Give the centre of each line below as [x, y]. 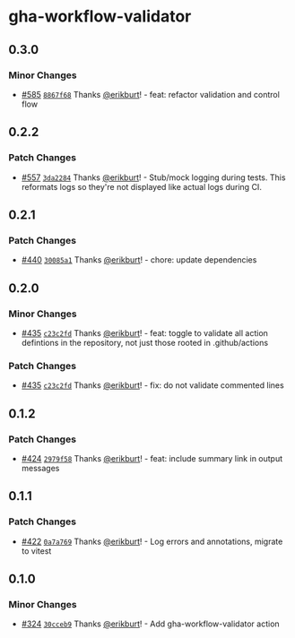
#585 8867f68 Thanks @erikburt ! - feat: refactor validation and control [150, 94]
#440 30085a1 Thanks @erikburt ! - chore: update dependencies [139, 260]
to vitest [36, 551]
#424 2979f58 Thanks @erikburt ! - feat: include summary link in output [152, 458]
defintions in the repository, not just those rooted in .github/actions [145, 342]
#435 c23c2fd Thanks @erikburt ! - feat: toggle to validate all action [144, 332]
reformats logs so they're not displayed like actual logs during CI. [141, 186]
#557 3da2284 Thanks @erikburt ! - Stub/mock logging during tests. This [153, 177]
